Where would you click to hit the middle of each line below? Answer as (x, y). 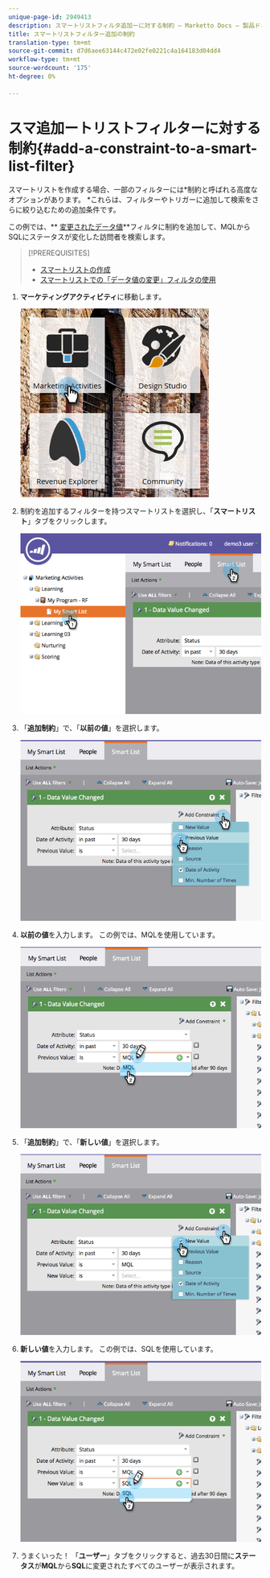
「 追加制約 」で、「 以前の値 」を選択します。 (92, 728)
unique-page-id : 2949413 (50, 17)
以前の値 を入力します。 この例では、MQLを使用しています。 (119, 935)
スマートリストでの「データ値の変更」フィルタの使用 (128, 279)
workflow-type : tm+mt (45, 60)
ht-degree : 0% (32, 76)
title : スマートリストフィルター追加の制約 (72, 34)
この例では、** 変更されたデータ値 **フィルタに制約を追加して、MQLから (129, 226)
